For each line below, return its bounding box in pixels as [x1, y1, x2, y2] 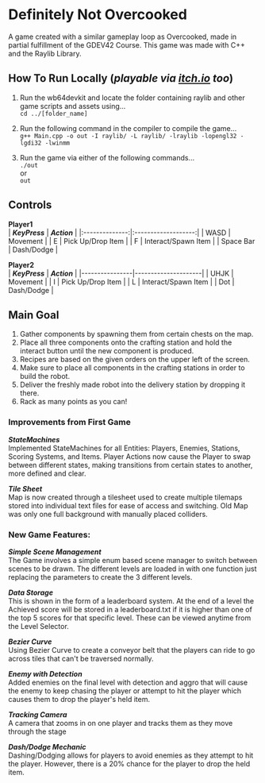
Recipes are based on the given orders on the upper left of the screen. [19, 355, 250, 364]
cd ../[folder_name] [19, 110, 88, 118]
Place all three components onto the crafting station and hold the [19, 337, 232, 347]
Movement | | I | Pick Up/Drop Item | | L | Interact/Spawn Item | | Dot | [8, 276, 235, 287]
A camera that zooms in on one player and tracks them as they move [8, 718, 233, 727]
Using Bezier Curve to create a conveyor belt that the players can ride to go [8, 645, 255, 654]
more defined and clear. [8, 469, 86, 478]
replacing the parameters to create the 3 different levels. [8, 572, 193, 581]
